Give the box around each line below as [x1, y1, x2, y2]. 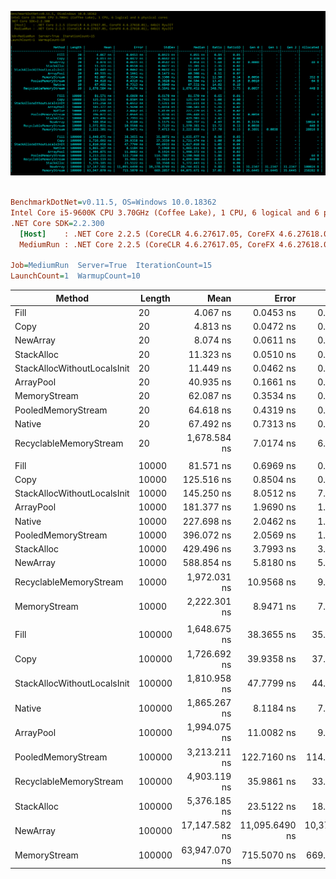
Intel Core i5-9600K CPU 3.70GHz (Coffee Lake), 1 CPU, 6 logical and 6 [10, 208, 320, 218]
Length [140, 292, 171, 304]
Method [55, 292, 90, 304]
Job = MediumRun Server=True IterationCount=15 [10, 261, 213, 271]
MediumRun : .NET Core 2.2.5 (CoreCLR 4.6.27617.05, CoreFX [19, 239, 275, 250]
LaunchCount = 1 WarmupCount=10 [10, 271, 141, 281]
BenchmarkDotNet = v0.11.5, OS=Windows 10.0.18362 [10, 197, 217, 208]
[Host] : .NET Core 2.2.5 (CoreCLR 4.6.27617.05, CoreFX [19, 229, 275, 239]
